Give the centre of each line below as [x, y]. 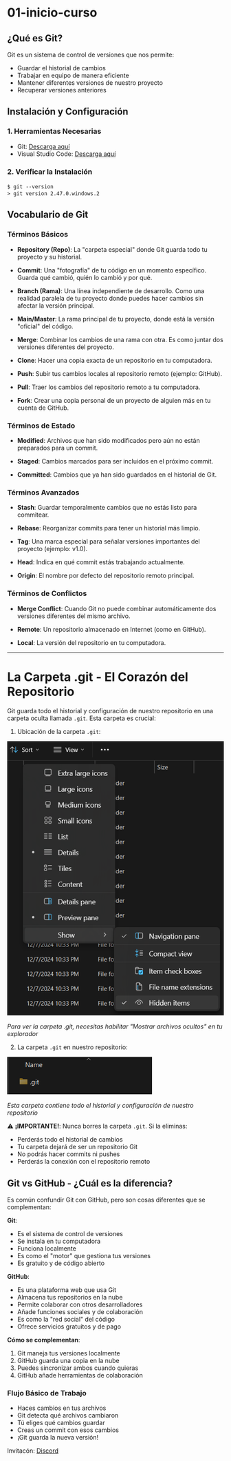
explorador [23, 1034]
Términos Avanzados [43, 493]
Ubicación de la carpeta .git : [59, 731]
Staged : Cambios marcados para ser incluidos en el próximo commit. [115, 461]
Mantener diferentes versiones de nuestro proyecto [90, 83]
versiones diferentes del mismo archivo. [74, 616]
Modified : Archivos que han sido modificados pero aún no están [109, 440]
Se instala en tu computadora [59, 1241]
